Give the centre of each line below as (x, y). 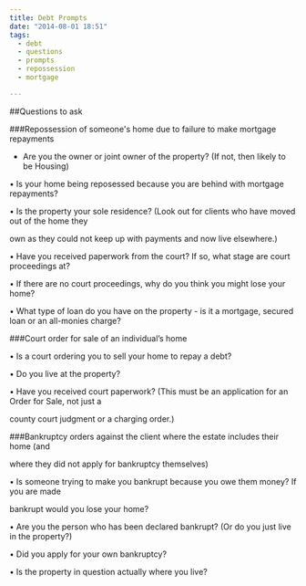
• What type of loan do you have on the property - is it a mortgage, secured (152, 310)
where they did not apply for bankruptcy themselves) (109, 464)
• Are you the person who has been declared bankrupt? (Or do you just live (150, 527)
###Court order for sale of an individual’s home (98, 338)
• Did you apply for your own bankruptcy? (88, 554)
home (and (30, 446)
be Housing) (46, 166)
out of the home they (49, 221)
